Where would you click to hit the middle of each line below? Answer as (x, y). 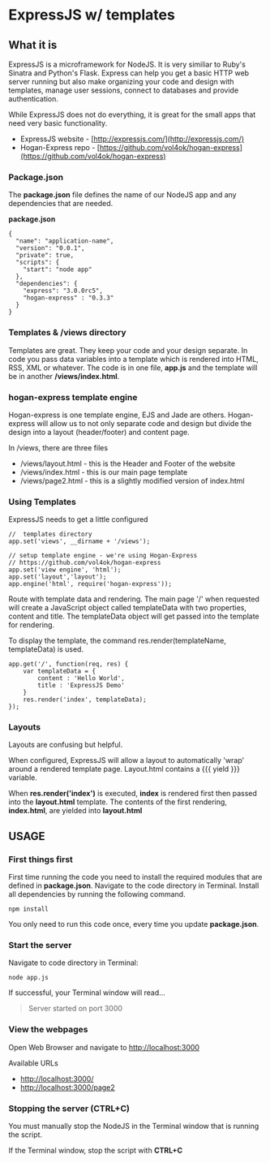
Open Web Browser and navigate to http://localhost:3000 (104, 1047)
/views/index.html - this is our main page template (104, 472)
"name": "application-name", (65, 241)
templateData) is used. (46, 649)
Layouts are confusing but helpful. (66, 745)
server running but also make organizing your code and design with (121, 82)
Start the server (40, 945)
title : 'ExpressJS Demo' (81, 686)
